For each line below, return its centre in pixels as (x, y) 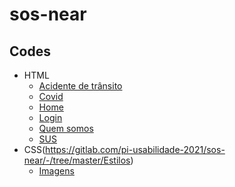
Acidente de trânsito (80, 86)
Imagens (56, 171)
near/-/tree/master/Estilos (77, 160)
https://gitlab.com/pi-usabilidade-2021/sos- (135, 149)
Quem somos (66, 128)
